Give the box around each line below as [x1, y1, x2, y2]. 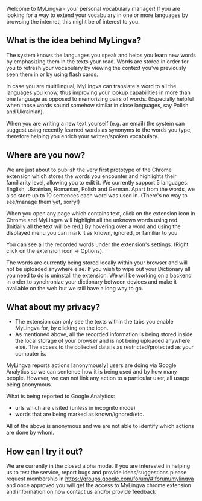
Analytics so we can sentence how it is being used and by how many [6, 368, 177, 375]
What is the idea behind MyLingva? [6, 36, 142, 46]
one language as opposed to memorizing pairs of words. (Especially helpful [6, 95, 194, 102]
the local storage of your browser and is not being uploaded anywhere [14, 337, 191, 345]
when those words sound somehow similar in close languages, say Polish [6, 101, 189, 109]
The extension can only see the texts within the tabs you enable [14, 318, 174, 325]
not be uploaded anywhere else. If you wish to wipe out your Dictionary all [6, 265, 191, 272]
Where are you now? [6, 150, 86, 161]
